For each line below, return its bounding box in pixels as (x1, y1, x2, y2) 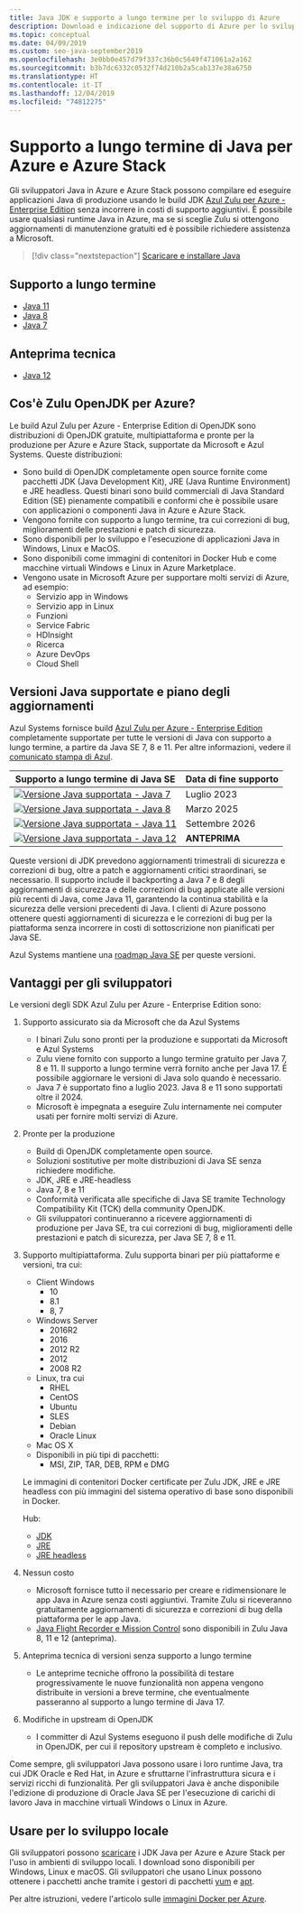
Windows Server (35, 1315, 98, 1326)
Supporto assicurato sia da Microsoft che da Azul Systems (22, 1017, 241, 1027)
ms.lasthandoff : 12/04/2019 (9, 88, 115, 98)
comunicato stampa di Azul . (9, 751, 114, 762)
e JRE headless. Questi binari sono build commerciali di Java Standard (22, 485, 285, 497)
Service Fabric (35, 619, 90, 630)
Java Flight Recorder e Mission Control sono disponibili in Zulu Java (35, 1623, 289, 1634)
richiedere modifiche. (35, 1165, 115, 1176)
